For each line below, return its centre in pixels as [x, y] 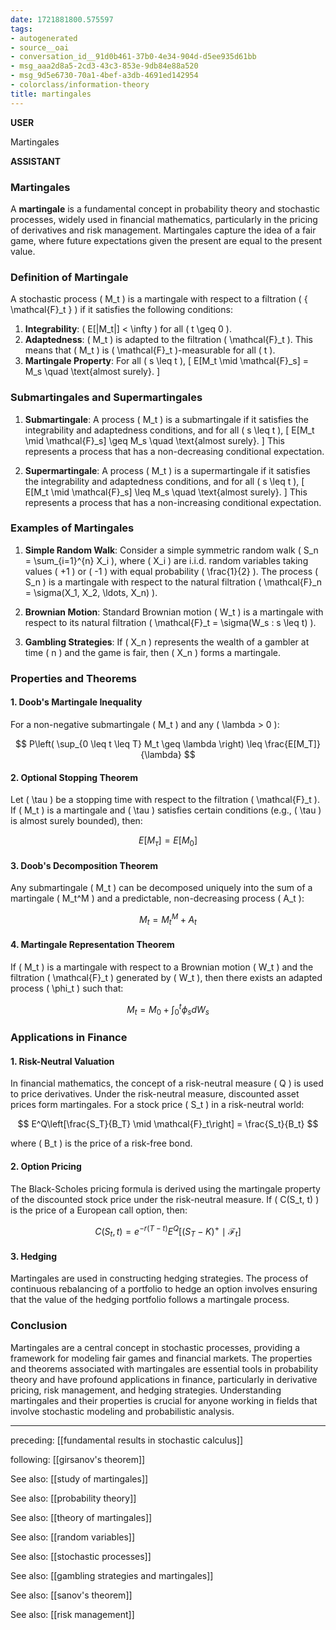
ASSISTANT [36, 161]
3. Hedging [34, 1256]
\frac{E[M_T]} [292, 743]
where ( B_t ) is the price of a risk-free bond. [101, 1143]
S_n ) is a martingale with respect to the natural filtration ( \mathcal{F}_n [173, 582]
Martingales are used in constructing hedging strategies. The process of [159, 1278]
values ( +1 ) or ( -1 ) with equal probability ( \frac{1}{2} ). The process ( [171, 571]
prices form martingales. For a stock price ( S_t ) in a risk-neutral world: [157, 1105]
